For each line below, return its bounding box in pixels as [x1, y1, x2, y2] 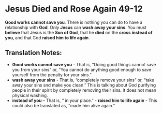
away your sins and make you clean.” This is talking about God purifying [12, 82, 156, 88]
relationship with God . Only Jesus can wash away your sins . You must [5, 24, 147, 30]
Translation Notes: [5, 49, 62, 57]
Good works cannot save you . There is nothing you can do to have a [5, 19, 143, 25]
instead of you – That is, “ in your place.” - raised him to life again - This [12, 98, 157, 103]
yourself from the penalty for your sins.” [12, 71, 92, 78]
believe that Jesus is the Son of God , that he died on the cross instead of [5, 29, 153, 35]
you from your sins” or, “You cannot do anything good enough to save [12, 67, 151, 72]
